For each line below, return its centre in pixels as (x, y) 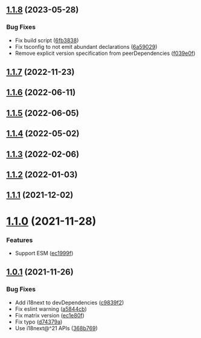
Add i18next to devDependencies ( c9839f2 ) (69, 302)
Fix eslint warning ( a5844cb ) (51, 309)
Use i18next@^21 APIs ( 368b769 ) (56, 328)
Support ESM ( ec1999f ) (44, 253)
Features (20, 240)
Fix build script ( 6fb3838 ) (47, 40)
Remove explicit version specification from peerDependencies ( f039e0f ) (105, 53)
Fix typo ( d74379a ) (39, 322)
